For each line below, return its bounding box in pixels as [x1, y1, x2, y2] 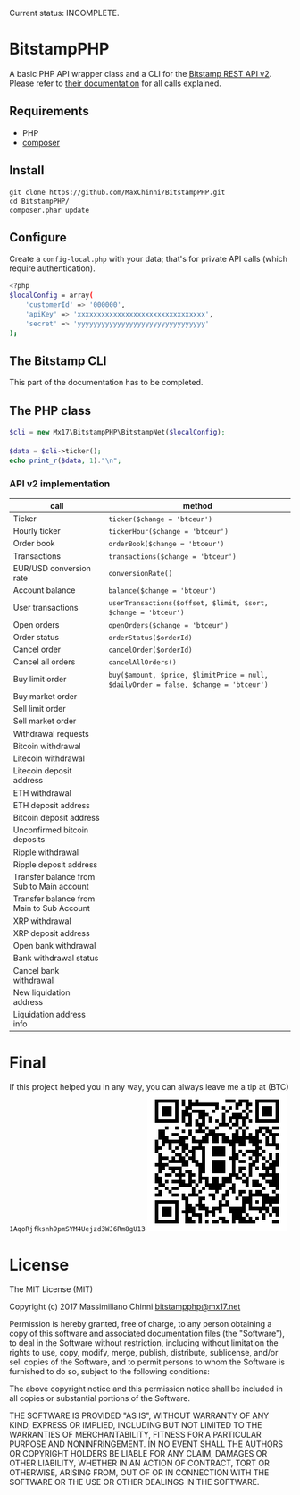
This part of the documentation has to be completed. [9, 377, 204, 388]
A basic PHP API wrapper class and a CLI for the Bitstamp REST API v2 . [9, 68, 272, 79]
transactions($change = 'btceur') [108, 552, 237, 562]
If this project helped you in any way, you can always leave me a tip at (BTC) [9, 1082, 289, 1093]
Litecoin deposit [12, 765, 72, 776]
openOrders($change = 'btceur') [108, 621, 229, 629]
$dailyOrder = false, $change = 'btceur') [108, 680, 269, 689]
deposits [12, 834, 46, 845]
